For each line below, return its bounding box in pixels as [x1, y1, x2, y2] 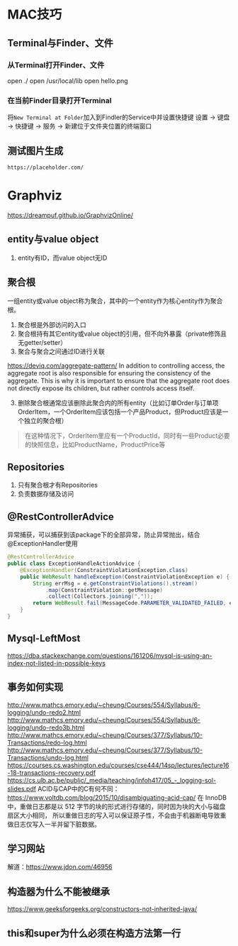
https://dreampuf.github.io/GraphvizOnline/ [7, 211, 133, 219]
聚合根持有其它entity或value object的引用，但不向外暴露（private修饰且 [17, 329, 227, 338]
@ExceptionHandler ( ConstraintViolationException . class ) [20, 566, 189, 573]
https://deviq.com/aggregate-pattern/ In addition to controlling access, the [7, 361, 225, 370]
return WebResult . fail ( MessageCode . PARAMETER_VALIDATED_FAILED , [33, 600, 227, 607]
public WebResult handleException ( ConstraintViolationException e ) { [20, 573, 230, 581]
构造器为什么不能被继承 [7, 885, 110, 898]
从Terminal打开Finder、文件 [7, 60, 105, 70]
